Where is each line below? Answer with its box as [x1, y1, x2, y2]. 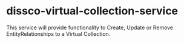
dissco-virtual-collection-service [6, 4, 179, 18]
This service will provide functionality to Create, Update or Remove [6, 24, 174, 31]
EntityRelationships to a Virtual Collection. [6, 30, 111, 37]
